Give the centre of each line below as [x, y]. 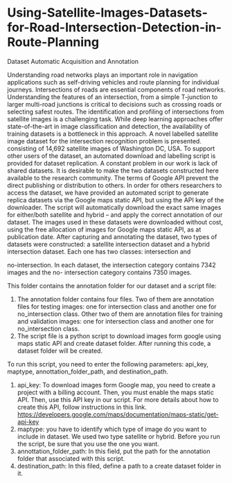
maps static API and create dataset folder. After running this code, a [114, 343]
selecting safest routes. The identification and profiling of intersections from [116, 112]
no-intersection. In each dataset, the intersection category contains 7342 [111, 265]
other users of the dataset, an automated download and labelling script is [111, 156]
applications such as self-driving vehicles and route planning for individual [113, 82]
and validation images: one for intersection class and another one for [115, 321]
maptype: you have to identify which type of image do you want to [112, 429]
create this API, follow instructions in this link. [82, 407]
